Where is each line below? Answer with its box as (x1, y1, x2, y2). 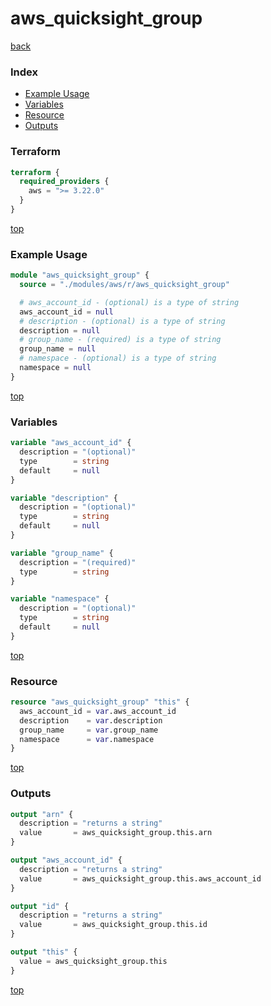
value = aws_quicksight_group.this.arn (19, 828, 213, 838)
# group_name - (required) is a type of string (19, 335, 222, 345)
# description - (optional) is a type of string (19, 316, 226, 326)
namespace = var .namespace (19, 734, 155, 744)
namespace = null (19, 363, 92, 373)
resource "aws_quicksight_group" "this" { (10, 697, 190, 707)
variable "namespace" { (10, 594, 110, 604)
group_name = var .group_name (19, 725, 159, 735)
